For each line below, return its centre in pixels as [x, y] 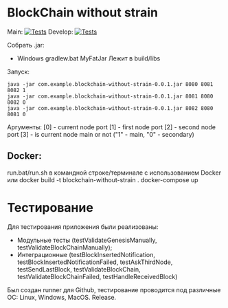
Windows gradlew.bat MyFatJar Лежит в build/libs [89, 58]
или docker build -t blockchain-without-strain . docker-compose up [103, 179]
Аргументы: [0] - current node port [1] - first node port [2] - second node [112, 127]
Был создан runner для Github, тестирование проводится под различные [114, 289]
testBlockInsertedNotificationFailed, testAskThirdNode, [95, 262]
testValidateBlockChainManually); [65, 247]
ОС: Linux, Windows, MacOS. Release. [62, 297]
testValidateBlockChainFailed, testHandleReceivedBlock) [97, 276]
